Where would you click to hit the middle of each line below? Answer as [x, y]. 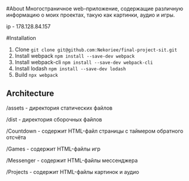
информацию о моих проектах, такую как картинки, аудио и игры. [91, 15]
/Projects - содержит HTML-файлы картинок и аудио [73, 171]
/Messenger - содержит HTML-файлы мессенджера [72, 160]
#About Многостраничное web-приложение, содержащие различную [94, 9]
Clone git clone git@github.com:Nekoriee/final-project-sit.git [96, 49]
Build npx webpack [36, 75]
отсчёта [16, 137]
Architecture [30, 94]
